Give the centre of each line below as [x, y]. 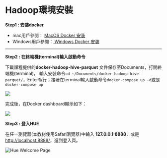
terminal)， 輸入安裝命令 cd [43, 73]
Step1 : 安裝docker [24, 25]
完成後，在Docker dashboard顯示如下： [46, 104]
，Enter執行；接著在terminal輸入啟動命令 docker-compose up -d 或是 [92, 79]
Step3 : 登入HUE [22, 123]
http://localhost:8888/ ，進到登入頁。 [43, 140]
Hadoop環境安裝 [39, 10]
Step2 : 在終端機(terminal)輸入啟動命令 [45, 56]
